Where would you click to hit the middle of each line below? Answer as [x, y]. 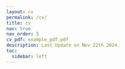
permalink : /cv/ [27, 17]
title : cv [19, 23]
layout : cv [20, 12]
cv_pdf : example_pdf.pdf [37, 40]
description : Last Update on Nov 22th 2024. [63, 46]
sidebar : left [29, 56]
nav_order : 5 [23, 34]
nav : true [19, 28]
